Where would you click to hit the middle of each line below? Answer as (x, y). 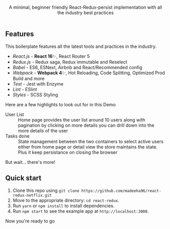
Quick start (23, 178)
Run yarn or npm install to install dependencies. (63, 206)
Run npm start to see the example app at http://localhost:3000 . (81, 211)
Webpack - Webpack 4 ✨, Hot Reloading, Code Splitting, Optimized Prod (89, 73)
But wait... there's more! (30, 162)
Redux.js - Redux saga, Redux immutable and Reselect (70, 62)
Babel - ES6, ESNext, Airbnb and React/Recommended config (77, 67)
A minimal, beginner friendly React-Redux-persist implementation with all (86, 7)
